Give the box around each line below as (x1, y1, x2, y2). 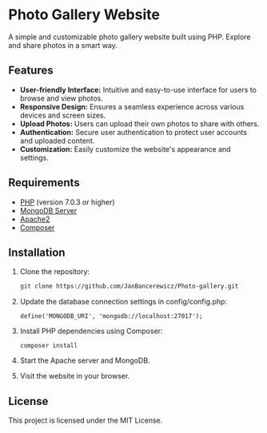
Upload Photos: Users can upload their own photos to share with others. (19, 118, 260, 129)
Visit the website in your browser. (19, 371, 130, 381)
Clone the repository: (19, 267, 90, 276)
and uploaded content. (19, 136, 95, 145)
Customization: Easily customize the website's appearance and (19, 144, 231, 153)
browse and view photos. (19, 93, 104, 103)
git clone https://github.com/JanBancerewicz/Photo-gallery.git (19, 282, 239, 291)
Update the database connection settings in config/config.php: (19, 297, 228, 307)
